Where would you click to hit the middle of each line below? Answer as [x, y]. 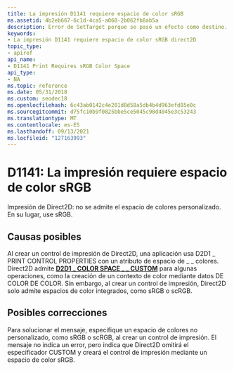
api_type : [22, 72]
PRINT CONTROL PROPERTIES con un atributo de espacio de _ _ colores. [113, 261]
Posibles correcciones [57, 313]
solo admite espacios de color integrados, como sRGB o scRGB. [100, 291]
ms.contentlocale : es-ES [44, 125]
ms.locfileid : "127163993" [47, 138]
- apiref [20, 53]
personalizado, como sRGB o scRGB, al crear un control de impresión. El [112, 337]
